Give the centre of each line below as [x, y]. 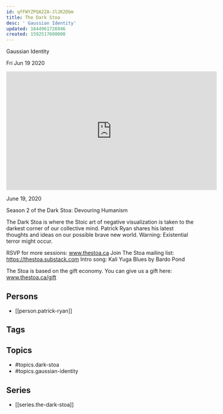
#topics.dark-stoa [37, 365]
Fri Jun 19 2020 [26, 63]
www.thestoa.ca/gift [31, 277]
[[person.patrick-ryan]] [44, 310]
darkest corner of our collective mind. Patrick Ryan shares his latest [90, 228]
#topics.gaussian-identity [47, 371]
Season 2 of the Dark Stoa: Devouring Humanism [67, 210]
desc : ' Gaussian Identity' [41, 23]
